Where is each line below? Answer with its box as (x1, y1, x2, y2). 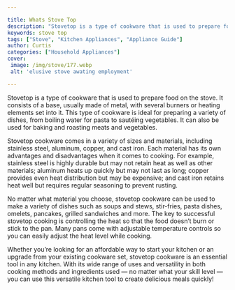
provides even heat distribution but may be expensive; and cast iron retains (7, 174, 225, 182)
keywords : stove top (7, 29, 68, 36)
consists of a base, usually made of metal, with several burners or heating (7, 100, 220, 109)
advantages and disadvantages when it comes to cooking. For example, (7, 151, 215, 160)
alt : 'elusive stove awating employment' (10, 68, 133, 75)
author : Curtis (7, 43, 52, 49)
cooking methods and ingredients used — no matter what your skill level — (7, 267, 224, 275)
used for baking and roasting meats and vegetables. (7, 123, 157, 131)
